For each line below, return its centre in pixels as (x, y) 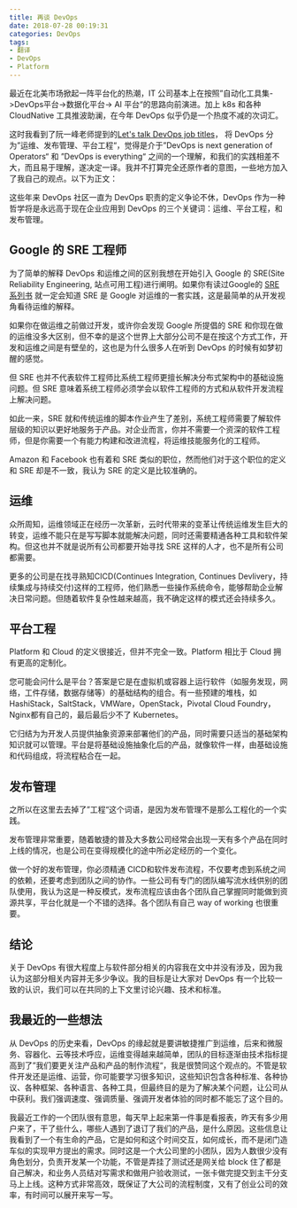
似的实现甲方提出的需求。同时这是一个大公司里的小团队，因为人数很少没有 (152, 1150)
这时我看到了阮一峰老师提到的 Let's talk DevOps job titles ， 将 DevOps (137, 134)
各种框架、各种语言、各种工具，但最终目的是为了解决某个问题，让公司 (152, 1087)
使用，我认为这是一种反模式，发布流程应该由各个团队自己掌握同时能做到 (148, 892)
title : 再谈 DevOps (44, 17)
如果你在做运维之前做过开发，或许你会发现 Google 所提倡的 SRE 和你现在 (142, 325)
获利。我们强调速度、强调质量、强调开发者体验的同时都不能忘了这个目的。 (152, 1098)
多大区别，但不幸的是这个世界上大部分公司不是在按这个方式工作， (160, 336)
